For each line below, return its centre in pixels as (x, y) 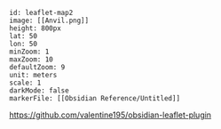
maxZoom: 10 (31, 60)
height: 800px (36, 28)
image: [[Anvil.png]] (49, 20)
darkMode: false (39, 91)
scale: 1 (25, 83)
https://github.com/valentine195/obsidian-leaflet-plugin (110, 115)
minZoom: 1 (29, 52)
